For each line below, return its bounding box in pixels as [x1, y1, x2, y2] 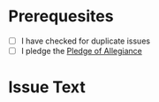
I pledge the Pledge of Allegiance [20, 46, 142, 56]
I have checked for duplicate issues [20, 35, 151, 46]
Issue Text [8, 77, 86, 98]
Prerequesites [8, 6, 114, 27]
